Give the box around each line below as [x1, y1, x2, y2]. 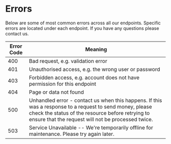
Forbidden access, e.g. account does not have [28, 74, 140, 81]
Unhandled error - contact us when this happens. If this [28, 97, 162, 104]
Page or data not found [28, 88, 84, 95]
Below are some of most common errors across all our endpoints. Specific [5, 20, 161, 26]
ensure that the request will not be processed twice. [28, 116, 153, 123]
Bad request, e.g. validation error [28, 57, 107, 64]
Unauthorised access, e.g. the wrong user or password [28, 65, 160, 73]
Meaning [85, 46, 107, 53]
